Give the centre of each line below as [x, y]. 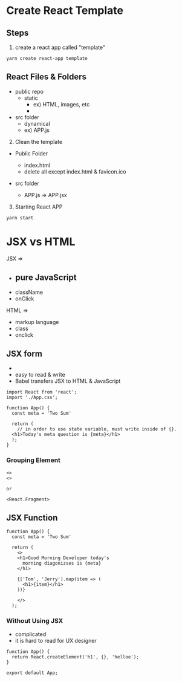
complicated [31, 634]
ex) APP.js [37, 130]
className [29, 292]
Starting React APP [39, 207]
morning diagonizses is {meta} [62, 563]
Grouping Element [33, 460]
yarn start [20, 218]
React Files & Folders [46, 77]
